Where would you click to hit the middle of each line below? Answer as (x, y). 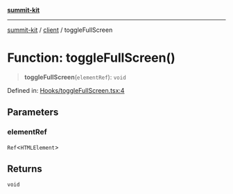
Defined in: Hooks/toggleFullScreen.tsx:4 (66, 90)
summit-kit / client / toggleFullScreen (60, 30)
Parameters (33, 113)
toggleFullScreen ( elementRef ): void (75, 77)
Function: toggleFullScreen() (91, 58)
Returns (25, 169)
